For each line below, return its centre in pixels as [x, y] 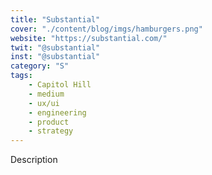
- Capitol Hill [60, 85]
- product [49, 122]
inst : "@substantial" [55, 57]
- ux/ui [44, 103]
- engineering [57, 112]
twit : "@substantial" [55, 47]
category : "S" [40, 66]
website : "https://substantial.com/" [89, 38]
